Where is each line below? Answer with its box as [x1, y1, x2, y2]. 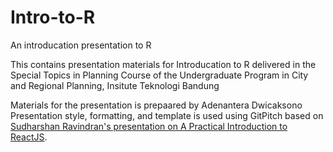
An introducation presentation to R [10, 39, 152, 51]
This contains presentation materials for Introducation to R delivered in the [10, 58, 317, 70]
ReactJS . [10, 131, 48, 143]
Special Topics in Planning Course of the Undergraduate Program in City [10, 69, 309, 81]
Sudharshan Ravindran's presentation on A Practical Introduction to [10, 120, 288, 132]
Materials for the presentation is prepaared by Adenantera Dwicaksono [10, 99, 303, 111]
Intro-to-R [10, 6, 96, 29]
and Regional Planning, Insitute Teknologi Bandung [10, 79, 220, 91]
